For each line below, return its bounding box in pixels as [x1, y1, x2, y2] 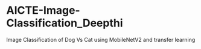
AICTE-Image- [6, 4, 80, 17]
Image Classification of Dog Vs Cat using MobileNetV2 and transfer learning [6, 36, 196, 43]
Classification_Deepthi [6, 16, 123, 30]
